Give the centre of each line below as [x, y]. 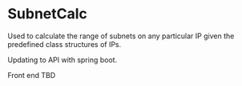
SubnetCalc [47, 14]
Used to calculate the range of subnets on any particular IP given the [121, 36]
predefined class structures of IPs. [65, 44]
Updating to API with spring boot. [63, 60]
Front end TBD [32, 75]
